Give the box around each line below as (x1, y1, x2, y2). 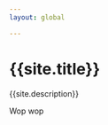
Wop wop (9, 105, 44, 116)
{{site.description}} (9, 88, 80, 98)
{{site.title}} (9, 59, 100, 79)
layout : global (9, 12, 66, 22)
